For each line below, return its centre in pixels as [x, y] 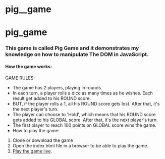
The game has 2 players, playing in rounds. [57, 87]
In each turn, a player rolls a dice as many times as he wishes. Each [82, 93]
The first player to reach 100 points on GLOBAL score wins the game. [84, 125]
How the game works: [29, 66]
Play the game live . [32, 151]
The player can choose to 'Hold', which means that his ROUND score [84, 114]
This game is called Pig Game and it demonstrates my [72, 48]
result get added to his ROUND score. [52, 98]
